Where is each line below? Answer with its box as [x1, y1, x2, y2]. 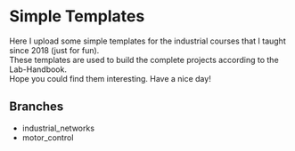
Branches [9, 99, 64, 115]
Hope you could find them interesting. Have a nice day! [9, 73, 211, 83]
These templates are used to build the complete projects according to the [9, 54, 279, 65]
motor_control [21, 131, 74, 143]
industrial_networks [21, 123, 95, 133]
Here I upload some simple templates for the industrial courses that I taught [9, 36, 287, 46]
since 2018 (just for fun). [9, 44, 100, 55]
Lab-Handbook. [9, 64, 67, 75]
